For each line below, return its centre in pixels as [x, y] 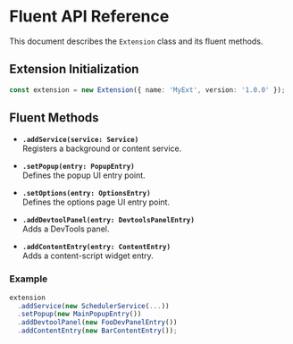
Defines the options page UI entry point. [96, 202]
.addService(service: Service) [80, 140]
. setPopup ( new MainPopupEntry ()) [80, 315]
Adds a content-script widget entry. [88, 256]
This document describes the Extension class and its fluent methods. [136, 41]
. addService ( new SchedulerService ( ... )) [93, 306]
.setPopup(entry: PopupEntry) [79, 167]
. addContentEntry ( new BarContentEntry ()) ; [97, 331]
